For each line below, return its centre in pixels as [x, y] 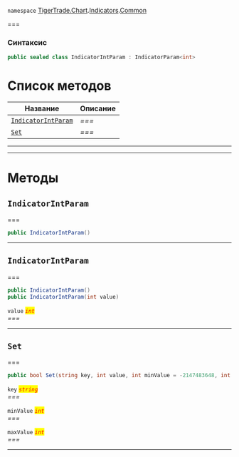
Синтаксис [27, 42]
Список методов [59, 86]
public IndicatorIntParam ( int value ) [63, 297]
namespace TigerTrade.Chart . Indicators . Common [77, 10]
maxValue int [26, 433]
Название [42, 108]
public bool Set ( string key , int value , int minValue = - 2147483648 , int [119, 376]
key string [23, 390]
